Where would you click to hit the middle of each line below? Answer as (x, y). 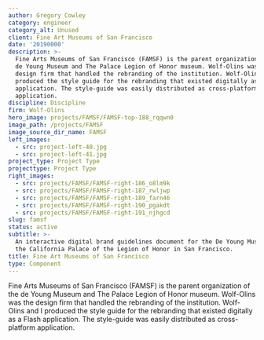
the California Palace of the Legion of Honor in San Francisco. (125, 249)
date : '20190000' (37, 45)
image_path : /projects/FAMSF (56, 125)
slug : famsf (27, 220)
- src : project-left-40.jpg (61, 147)
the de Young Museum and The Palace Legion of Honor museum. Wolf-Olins (132, 294)
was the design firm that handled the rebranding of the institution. (115, 302)
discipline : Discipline (47, 103)
